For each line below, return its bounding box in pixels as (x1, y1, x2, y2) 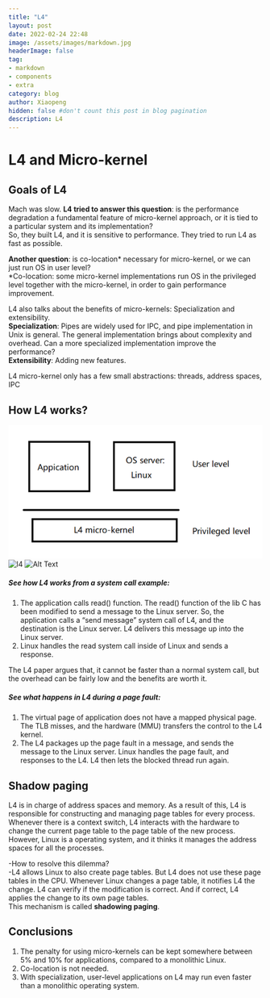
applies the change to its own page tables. (8, 892, 149, 903)
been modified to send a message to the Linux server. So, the (19, 607, 225, 616)
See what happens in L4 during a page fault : (8, 692, 161, 702)
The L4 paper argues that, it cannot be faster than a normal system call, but (8, 666, 260, 675)
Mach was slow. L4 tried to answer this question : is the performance (8, 204, 239, 214)
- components (8, 73, 52, 81)
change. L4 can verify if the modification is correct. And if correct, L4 (8, 884, 239, 894)
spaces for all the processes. (8, 843, 105, 853)
